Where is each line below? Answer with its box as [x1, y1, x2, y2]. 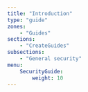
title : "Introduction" [7, 10, 73, 17]
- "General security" [19, 55, 82, 62]
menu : [7, 62, 23, 68]
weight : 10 [32, 74, 64, 82]
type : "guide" [7, 17, 49, 24]
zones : [7, 23, 26, 30]
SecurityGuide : [19, 68, 64, 75]
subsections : [7, 49, 45, 56]
